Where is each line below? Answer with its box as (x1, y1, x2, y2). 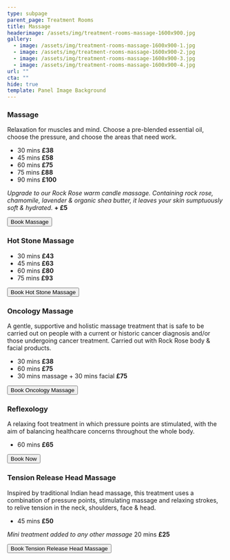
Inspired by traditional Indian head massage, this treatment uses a (7, 488, 194, 497)
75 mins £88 (17, 168, 54, 177)
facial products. (7, 344, 52, 352)
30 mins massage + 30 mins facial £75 (17, 372, 127, 380)
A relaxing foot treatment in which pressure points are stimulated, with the (7, 420, 217, 428)
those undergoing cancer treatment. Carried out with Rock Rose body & (7, 336, 211, 345)
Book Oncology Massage (10, 387, 75, 394)
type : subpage (7, 10, 48, 17)
